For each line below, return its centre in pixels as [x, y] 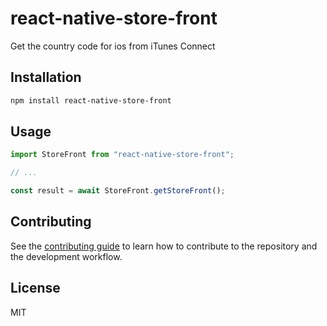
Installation [46, 77]
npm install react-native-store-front [91, 100]
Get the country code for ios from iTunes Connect [113, 46]
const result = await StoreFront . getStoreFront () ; [118, 191]
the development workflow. [66, 256]
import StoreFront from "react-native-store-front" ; [122, 155]
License [35, 288]
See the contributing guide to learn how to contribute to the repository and [164, 246]
